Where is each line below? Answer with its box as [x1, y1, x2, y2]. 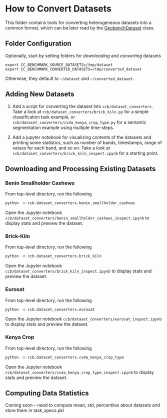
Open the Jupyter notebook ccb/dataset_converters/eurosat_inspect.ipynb [5, 316, 162, 322]
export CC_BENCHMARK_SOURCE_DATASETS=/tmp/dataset [5, 62, 113, 67]
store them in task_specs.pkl [5, 407, 64, 413]
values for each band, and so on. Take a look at [12, 144, 110, 150]
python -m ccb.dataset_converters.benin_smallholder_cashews [5, 200, 135, 205]
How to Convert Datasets [5, 3, 111, 14]
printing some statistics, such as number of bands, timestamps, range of [12, 139, 162, 145]
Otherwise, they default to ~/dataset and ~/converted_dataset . [5, 75, 134, 81]
